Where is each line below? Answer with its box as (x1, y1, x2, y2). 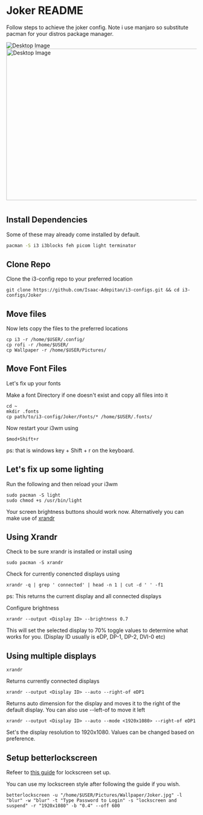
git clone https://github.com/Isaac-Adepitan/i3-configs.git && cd (6, 287, 180, 293)
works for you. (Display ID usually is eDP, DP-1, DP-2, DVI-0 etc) (6, 633, 166, 640)
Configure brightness (6, 604, 59, 612)
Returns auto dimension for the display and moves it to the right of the (6, 700, 181, 707)
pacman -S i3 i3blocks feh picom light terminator (6, 242, 137, 248)
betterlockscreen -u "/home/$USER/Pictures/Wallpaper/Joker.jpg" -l (6, 792, 182, 799)
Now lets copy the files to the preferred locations (6, 325, 128, 332)
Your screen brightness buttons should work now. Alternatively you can (6, 508, 184, 515)
